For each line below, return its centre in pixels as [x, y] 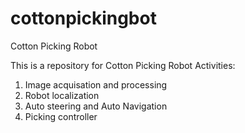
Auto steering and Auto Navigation [96, 106]
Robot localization [62, 95]
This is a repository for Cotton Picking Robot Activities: [123, 65]
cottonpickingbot [83, 18]
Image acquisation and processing [96, 84]
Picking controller [61, 116]
